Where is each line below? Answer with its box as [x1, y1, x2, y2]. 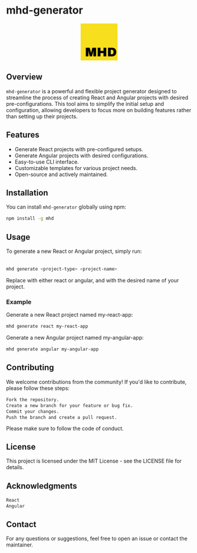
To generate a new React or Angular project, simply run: [6, 248, 142, 255]
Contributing [6, 363, 54, 373]
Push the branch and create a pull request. [6, 414, 117, 420]
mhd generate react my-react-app [6, 323, 88, 330]
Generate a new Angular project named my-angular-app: [6, 334, 144, 341]
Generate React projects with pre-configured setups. [14, 145, 143, 152]
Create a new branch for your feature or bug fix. [6, 402, 133, 408]
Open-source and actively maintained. [14, 171, 108, 178]
